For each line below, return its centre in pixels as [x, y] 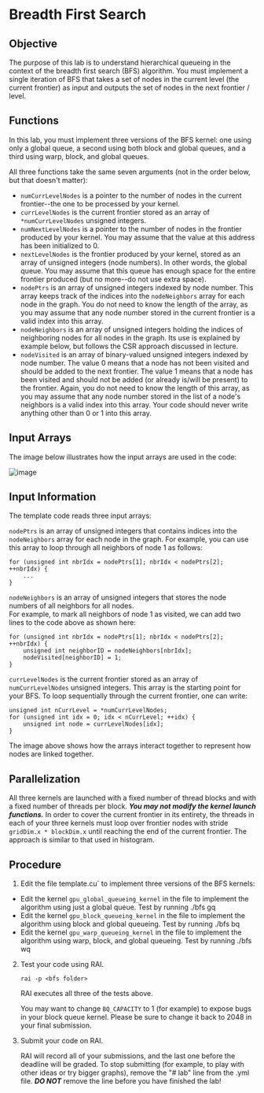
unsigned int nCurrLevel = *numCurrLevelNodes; [88, 711]
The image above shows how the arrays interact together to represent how [130, 745]
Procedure [35, 864]
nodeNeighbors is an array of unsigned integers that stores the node [118, 597]
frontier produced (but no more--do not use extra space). [113, 279]
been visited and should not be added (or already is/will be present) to [134, 379]
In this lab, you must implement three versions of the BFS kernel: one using [130, 139]
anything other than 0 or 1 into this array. [86, 413]
